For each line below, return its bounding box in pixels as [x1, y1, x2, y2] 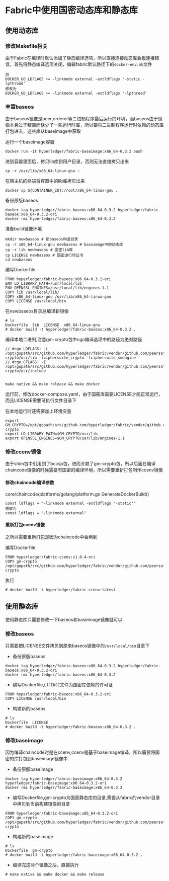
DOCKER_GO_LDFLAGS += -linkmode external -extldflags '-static [5, 76, 141, 82]
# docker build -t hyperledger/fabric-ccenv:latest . [5, 587, 121, 592]
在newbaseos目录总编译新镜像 [5, 308, 69, 314]
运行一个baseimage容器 [5, 139, 55, 145]
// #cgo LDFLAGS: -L [5, 347, 49, 352]
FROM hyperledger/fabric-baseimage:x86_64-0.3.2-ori [5, 811, 118, 816]
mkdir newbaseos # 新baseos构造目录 [5, 237, 78, 242]
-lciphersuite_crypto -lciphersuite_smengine [39, 355, 136, 360]
